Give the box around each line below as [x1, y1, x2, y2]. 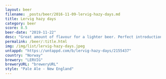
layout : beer [5, 7, 32, 12]
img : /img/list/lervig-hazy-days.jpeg [5, 44, 85, 49]
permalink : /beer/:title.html [5, 39, 68, 44]
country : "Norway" [5, 53, 43, 58]
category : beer [5, 21, 37, 26]
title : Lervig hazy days [5, 16, 56, 21]
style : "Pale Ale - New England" [5, 67, 74, 72]
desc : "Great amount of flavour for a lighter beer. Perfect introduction [5, 35, 163, 40]
